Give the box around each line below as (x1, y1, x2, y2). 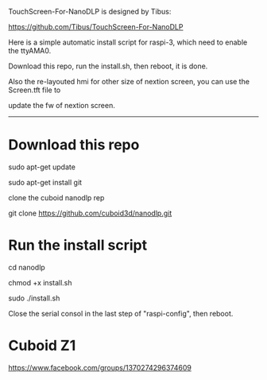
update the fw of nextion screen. (8, 101, 115, 110)
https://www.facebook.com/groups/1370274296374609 (8, 363, 192, 372)
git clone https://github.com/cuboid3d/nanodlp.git (8, 208, 172, 218)
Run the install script (8, 236, 148, 254)
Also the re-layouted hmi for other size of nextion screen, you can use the (8, 77, 250, 86)
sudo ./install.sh (8, 293, 60, 303)
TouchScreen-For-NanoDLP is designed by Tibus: (8, 7, 172, 16)
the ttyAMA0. (8, 46, 52, 55)
